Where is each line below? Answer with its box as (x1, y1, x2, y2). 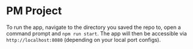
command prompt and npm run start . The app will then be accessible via (6, 30, 187, 37)
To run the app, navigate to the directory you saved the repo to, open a (6, 24, 181, 31)
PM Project (6, 4, 62, 18)
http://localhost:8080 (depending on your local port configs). (6, 36, 161, 43)
